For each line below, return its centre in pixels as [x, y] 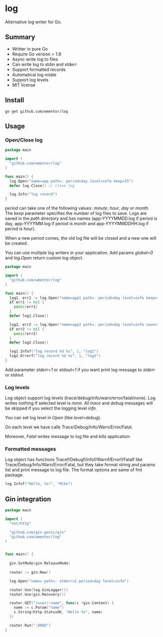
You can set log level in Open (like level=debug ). [53, 418]
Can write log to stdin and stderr [44, 64]
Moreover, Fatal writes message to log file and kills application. [68, 437]
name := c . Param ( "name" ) [39, 608]
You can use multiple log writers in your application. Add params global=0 [79, 253]
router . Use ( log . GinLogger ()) [39, 590]
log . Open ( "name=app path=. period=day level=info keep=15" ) [71, 181]
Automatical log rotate [34, 74]
